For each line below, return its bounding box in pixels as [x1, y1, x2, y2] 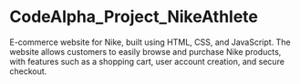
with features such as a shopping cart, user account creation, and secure [9, 56, 285, 67]
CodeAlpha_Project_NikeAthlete [9, 6, 258, 27]
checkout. [9, 66, 47, 77]
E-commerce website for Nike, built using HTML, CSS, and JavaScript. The [9, 37, 291, 47]
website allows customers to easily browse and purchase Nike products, [9, 46, 282, 57]
